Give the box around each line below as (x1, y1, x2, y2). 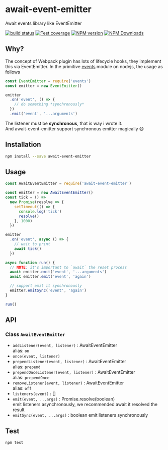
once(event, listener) (12, 354, 60, 359)
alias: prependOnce (12, 375, 50, 381)
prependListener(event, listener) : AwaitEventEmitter (12, 359, 127, 365)
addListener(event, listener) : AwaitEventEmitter (12, 342, 117, 348)
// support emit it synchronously (10, 283, 82, 288)
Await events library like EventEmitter (5, 20, 82, 26)
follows (5, 69, 20, 75)
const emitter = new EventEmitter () (5, 83, 82, 88)
